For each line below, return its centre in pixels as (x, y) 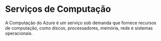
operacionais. (19, 33)
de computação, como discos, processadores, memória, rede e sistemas (79, 28)
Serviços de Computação (58, 9)
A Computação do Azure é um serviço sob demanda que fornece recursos (81, 23)
